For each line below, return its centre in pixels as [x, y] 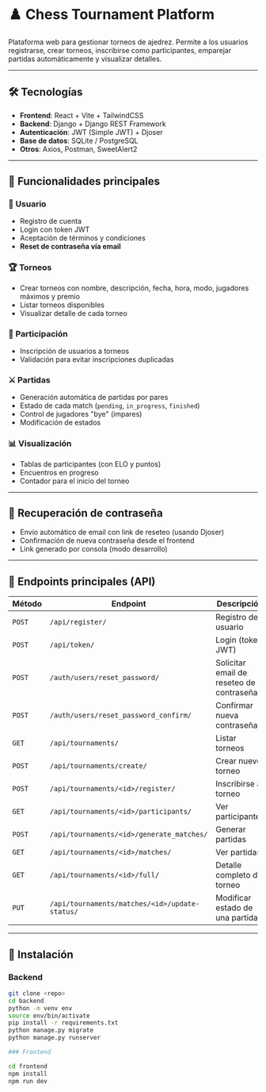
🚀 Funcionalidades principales [84, 181]
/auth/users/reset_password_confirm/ [121, 715]
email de [232, 673]
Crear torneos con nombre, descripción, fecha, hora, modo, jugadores [134, 288]
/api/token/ [72, 645]
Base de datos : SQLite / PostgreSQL [79, 140]
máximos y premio [50, 296]
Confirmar [234, 706]
